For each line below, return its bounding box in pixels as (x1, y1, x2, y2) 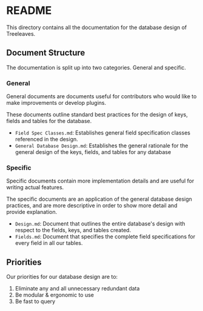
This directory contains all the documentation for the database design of (6, 24, 187, 31)
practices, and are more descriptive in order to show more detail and (6, 202, 178, 209)
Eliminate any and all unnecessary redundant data (15, 285, 140, 292)
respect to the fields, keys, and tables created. (15, 227, 131, 234)
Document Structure (6, 48, 85, 58)
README (6, 4, 52, 18)
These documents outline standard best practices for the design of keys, (6, 111, 188, 118)
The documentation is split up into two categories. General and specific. (6, 64, 187, 71)
